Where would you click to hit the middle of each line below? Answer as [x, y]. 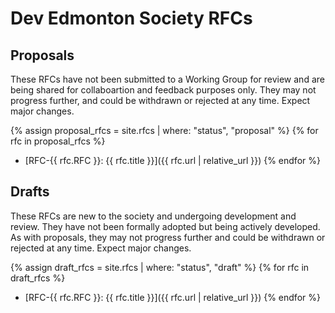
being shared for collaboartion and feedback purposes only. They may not [163, 90]
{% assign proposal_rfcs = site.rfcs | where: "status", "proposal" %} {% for [164, 130]
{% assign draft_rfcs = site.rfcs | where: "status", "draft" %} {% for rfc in [160, 267]
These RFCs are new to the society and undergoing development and [153, 216]
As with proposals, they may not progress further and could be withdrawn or [168, 237]
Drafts [30, 192]
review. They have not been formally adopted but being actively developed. [165, 226]
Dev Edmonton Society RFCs [131, 18]
